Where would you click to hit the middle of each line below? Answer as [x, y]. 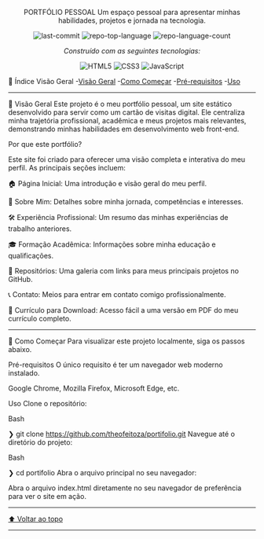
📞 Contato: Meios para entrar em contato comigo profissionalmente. [117, 294]
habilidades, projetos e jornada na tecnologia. [132, 20]
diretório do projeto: [40, 442]
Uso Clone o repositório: [48, 403]
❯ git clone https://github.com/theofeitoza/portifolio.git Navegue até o [122, 434]
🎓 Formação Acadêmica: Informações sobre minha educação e [112, 244]
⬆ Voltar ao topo [36, 519]
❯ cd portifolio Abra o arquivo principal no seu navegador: [103, 473]
